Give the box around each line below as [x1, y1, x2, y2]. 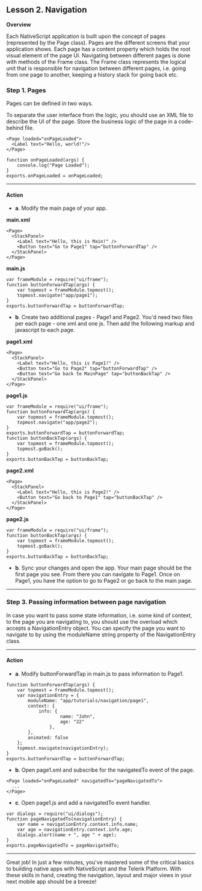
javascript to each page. [14, 326, 75, 334]
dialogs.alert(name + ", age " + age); [17, 832, 117, 838]
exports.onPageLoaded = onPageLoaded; [6, 173, 103, 179]
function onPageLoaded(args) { [6, 157, 85, 163]
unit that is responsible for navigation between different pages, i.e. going [6, 65, 186, 72]
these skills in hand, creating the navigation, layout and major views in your [6, 871, 192, 878]
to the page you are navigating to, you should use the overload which [6, 618, 178, 625]
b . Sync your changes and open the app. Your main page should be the [14, 564, 192, 572]
